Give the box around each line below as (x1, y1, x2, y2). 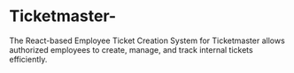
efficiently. (9, 54, 48, 64)
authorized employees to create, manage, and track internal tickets (9, 44, 254, 55)
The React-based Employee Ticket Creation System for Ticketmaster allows (9, 35, 285, 46)
